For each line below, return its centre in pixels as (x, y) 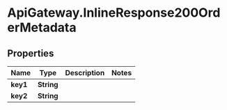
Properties (31, 53)
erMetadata (42, 28)
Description (85, 73)
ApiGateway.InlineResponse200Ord (114, 13)
